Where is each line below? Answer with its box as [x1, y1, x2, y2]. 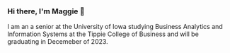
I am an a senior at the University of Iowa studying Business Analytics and [7, 23, 223, 31]
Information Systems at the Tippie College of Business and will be [7, 30, 200, 38]
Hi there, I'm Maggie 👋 [7, 6, 85, 16]
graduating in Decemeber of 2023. [7, 37, 108, 46]
